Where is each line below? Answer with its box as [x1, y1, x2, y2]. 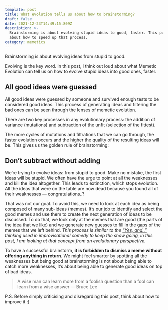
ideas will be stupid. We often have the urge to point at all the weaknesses [5, 175, 158, 181]
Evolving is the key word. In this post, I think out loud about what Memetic [5, 63, 157, 69]
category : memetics [5, 40, 46, 45]
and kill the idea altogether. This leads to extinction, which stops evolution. [5, 180, 159, 186]
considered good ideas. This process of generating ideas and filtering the [5, 101, 157, 107]
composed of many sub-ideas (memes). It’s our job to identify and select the [5, 206, 163, 212]
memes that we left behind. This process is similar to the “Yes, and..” [5, 227, 147, 233]
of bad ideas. [5, 269, 32, 275]
